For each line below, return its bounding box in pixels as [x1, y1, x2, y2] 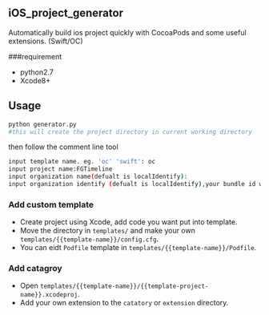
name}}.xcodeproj [19, 291, 78, 299]
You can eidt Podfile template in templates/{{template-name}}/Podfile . [19, 243, 257, 252]
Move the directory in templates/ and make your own [19, 226, 196, 236]
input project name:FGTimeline [8, 165, 113, 173]
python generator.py [8, 120, 78, 128]
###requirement [8, 51, 62, 61]
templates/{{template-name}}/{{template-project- [39, 282, 209, 291]
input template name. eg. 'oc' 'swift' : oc [8, 158, 156, 166]
